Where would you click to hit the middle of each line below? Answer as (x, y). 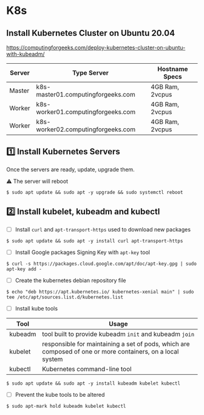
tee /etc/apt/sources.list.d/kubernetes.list (65, 297)
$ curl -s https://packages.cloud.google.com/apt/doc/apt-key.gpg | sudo (102, 264)
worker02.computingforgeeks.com (86, 129)
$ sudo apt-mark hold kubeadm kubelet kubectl (66, 406)
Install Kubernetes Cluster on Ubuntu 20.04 (90, 33)
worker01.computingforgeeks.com (86, 112)
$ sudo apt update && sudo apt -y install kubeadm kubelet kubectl (93, 383)
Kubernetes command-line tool (87, 369)
